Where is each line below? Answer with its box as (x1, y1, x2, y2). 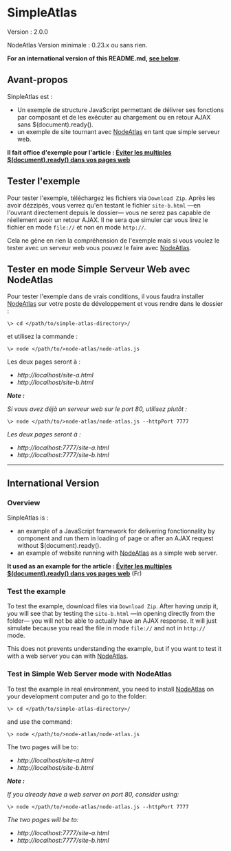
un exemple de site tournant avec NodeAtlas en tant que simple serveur (16, 127, 220, 135)
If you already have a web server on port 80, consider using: (7, 790, 179, 798)
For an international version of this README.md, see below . (7, 54, 181, 63)
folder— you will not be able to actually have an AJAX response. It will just (7, 617, 217, 625)
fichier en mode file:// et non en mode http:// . (7, 223, 146, 231)
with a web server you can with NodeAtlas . (7, 652, 129, 661)
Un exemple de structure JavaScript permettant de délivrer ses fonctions (16, 105, 224, 114)
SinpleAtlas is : (7, 513, 49, 522)
